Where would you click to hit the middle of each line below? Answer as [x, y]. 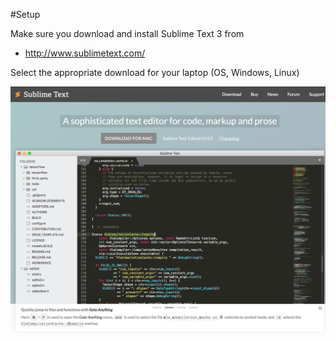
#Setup [25, 14]
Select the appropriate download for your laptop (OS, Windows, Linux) [155, 72]
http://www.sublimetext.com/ [85, 53]
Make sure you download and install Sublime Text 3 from [127, 33]
